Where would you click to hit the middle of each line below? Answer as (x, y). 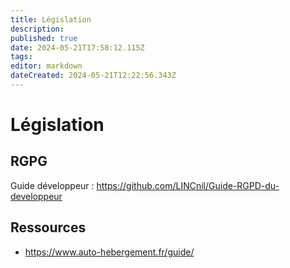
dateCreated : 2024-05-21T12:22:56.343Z (93, 76)
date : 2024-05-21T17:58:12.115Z (77, 47)
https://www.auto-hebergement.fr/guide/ (109, 252)
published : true (44, 38)
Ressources (48, 227)
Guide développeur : (52, 185)
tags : (21, 57)
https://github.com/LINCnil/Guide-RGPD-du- (188, 185)
